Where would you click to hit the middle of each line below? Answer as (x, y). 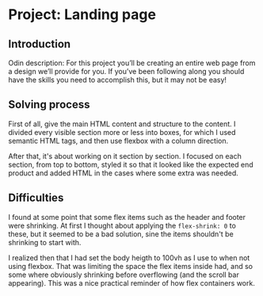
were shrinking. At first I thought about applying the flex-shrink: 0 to (122, 225)
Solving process (49, 105)
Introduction (40, 44)
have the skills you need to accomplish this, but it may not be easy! (118, 80)
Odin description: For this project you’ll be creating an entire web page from (132, 63)
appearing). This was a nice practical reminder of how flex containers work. (131, 283)
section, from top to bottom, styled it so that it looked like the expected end (131, 164)
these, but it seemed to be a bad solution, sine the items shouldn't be (121, 234)
